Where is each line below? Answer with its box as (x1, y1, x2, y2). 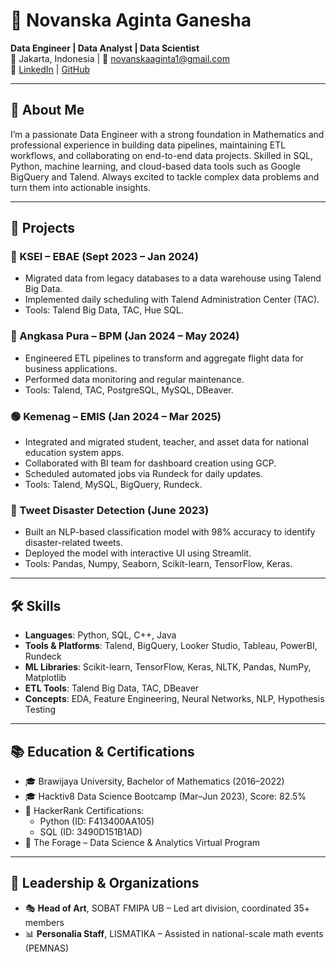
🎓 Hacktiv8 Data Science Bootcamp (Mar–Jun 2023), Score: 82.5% (24, 790, 307, 802)
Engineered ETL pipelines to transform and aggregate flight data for (24, 352, 304, 364)
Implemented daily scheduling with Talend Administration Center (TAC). (24, 294, 320, 306)
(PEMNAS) (24, 942, 70, 954)
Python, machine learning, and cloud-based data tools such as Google (10, 160, 301, 172)
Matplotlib (24, 672, 67, 684)
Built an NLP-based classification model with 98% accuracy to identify (24, 526, 316, 538)
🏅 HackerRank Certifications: (24, 804, 145, 816)
